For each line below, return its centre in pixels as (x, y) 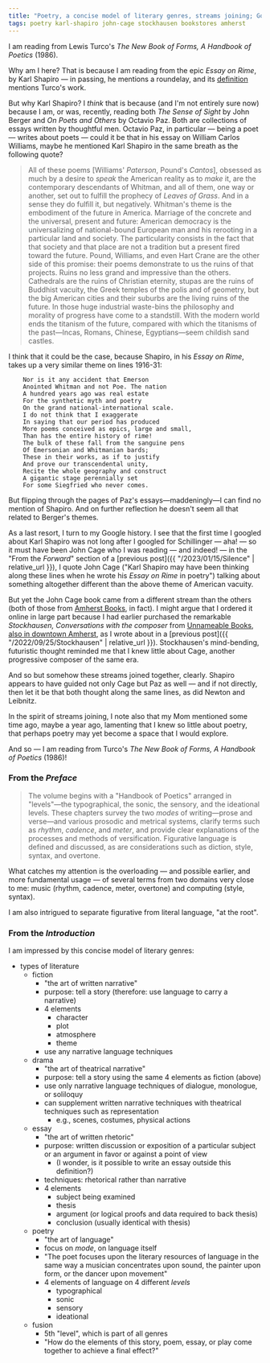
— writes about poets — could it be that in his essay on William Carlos (124, 137)
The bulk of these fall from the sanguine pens (104, 443)
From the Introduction (52, 933)
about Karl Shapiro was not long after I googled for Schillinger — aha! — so (133, 541)
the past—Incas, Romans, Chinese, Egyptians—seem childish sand (139, 332)
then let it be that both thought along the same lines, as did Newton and (127, 692)
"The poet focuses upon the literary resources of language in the (151, 1257)
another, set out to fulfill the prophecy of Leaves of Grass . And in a (138, 195)
